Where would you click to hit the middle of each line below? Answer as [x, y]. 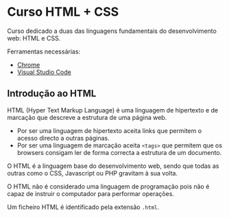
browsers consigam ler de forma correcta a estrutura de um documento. [119, 152]
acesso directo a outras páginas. [63, 138]
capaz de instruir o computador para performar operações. [91, 193]
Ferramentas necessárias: [44, 51]
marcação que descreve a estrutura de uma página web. [87, 117]
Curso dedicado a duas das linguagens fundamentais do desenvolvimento [112, 31]
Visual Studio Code [44, 72]
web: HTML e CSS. [34, 38]
